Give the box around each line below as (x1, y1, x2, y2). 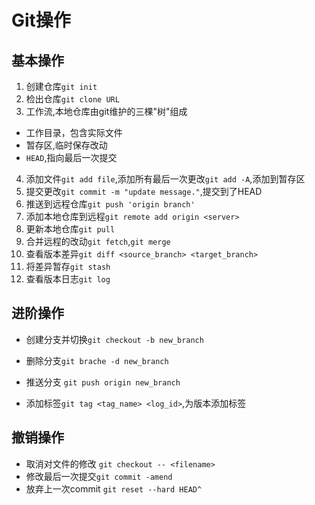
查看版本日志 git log (25, 273, 111, 285)
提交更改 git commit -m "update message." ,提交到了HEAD (25, 186, 263, 197)
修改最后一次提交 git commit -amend (25, 470, 173, 482)
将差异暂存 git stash (25, 261, 111, 272)
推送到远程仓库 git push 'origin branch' (25, 198, 196, 210)
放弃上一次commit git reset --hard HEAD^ (25, 482, 203, 495)
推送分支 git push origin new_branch (25, 376, 181, 388)
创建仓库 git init (25, 81, 98, 92)
